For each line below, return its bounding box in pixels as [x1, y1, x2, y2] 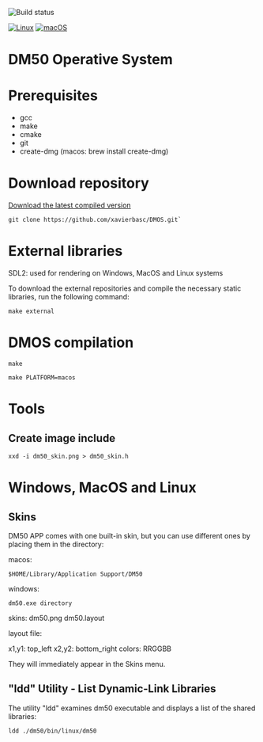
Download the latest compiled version [8, 200, 132, 210]
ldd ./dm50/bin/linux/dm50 [8, 727, 97, 735]
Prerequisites [8, 87, 99, 105]
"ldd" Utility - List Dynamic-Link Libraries [8, 682, 216, 696]
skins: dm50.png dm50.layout [8, 613, 105, 622]
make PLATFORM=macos [8, 373, 77, 382]
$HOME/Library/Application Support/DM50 [8, 570, 144, 578]
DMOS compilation [8, 333, 134, 352]
